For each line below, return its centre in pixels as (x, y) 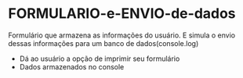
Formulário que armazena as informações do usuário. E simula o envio (122, 35)
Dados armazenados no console (72, 66)
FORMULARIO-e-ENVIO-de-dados (122, 14)
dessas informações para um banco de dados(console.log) (103, 43)
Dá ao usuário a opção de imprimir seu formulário (100, 58)
